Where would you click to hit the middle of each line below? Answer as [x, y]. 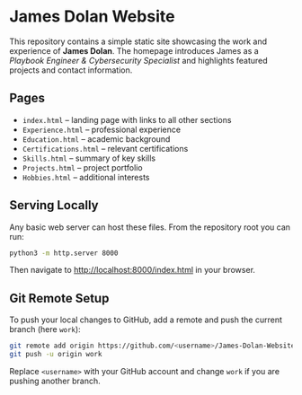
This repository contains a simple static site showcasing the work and [138, 41]
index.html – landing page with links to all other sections [127, 119]
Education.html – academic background [96, 139]
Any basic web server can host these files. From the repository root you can [150, 227]
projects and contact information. [71, 70]
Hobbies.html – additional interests [86, 177]
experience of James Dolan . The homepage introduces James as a [134, 50]
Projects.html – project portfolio [82, 167]
